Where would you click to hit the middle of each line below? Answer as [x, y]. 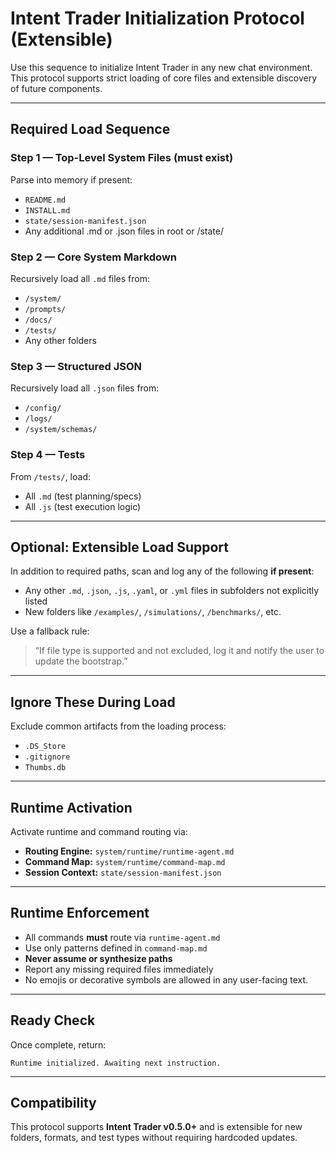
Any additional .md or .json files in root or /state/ [124, 231]
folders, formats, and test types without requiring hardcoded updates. [154, 1138]
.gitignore [47, 757]
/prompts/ [45, 309]
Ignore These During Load [93, 702]
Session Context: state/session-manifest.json [123, 872]
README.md [45, 200]
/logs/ [38, 419]
